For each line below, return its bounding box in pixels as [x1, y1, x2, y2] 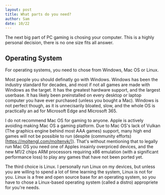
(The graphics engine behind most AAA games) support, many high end [5, 128, 151, 134]
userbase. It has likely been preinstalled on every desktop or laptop [5, 92, 142, 98]
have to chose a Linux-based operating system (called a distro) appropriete [5, 179, 159, 185]
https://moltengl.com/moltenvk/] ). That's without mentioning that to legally [6, 138, 158, 144]
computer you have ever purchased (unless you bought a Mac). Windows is [5, 97, 159, 103]
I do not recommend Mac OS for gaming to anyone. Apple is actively [5, 118, 144, 124]
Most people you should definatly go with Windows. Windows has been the [5, 77, 158, 83]
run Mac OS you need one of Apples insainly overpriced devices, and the [5, 144, 154, 150]
